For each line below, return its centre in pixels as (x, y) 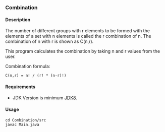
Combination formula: (28, 67)
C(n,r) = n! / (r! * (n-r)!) (36, 76)
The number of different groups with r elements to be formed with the (78, 31)
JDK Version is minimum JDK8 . (45, 98)
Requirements (20, 87)
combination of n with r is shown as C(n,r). (49, 41)
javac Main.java (22, 124)
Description (18, 20)
